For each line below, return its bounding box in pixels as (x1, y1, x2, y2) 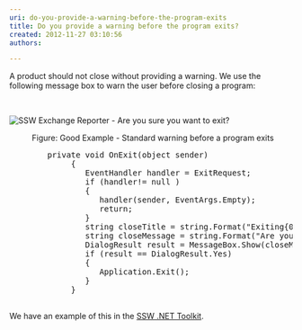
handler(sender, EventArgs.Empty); (99, 195, 256, 205)
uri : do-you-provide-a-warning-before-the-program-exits (9, 13, 227, 22)
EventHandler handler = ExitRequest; (84, 168, 252, 178)
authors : (9, 38, 42, 48)
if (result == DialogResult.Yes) (84, 249, 233, 259)
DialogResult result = (84, 240, 185, 250)
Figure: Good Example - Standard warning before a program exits (31, 132, 274, 144)
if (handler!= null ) (84, 177, 181, 187)
